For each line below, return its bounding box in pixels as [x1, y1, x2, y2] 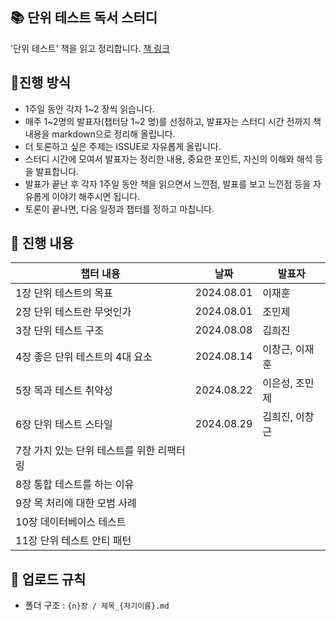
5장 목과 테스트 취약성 [15, 384, 113, 398]
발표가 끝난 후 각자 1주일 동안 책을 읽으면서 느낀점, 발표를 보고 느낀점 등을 [24, 178, 312, 190]
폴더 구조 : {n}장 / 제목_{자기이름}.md [24, 599, 170, 612]
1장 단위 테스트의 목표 [15, 286, 113, 300]
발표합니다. [35, 165, 80, 177]
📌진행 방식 [10, 74, 72, 92]
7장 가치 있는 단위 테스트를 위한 [15, 444, 156, 458]
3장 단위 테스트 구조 [15, 324, 105, 338]
